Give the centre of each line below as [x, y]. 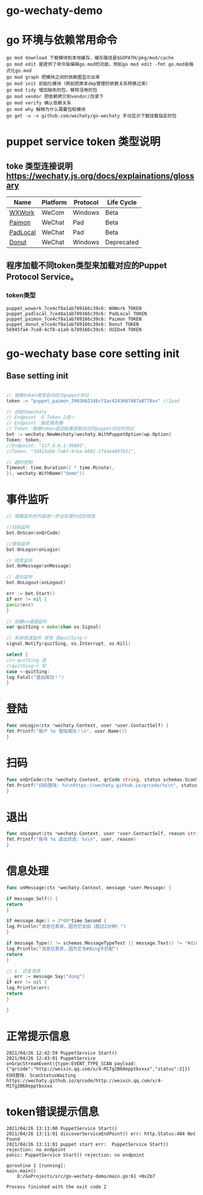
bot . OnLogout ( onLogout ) [36, 583]
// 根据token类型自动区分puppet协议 [48, 395]
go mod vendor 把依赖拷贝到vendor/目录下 [55, 97]
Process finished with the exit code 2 [56, 1187]
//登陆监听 [18, 544]
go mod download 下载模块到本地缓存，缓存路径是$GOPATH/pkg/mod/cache [90, 58]
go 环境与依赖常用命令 [62, 40]
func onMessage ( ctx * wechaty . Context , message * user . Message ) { [89, 887]
